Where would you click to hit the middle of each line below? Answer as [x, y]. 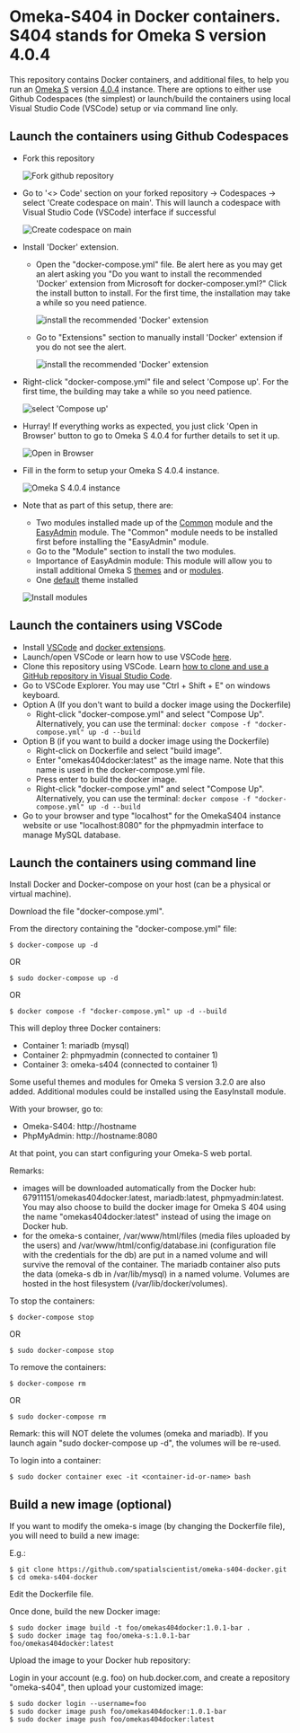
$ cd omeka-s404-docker [54, 1578]
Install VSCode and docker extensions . [94, 647]
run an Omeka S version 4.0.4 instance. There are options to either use [141, 89]
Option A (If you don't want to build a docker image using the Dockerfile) [157, 704]
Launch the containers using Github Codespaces [149, 137]
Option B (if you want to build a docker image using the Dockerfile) [146, 741]
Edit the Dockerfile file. [52, 1594]
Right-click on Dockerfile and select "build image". [129, 750]
